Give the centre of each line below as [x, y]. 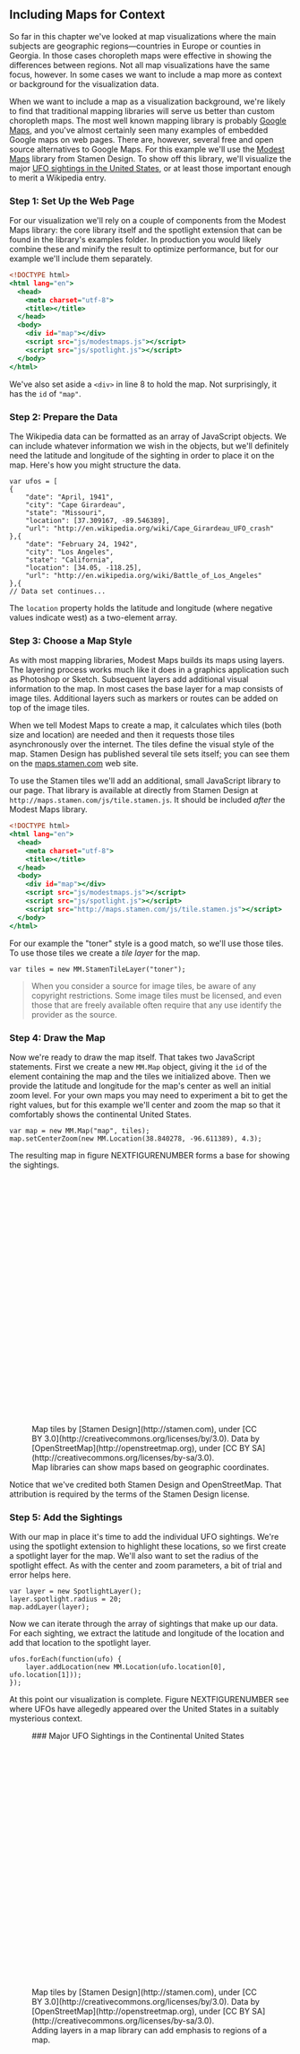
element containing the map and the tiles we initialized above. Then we [140, 1076]
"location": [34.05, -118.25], [84, 568]
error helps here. [40, 1575]
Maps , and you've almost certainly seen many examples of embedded [139, 130]
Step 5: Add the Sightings [66, 1517]
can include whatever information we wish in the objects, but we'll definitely [149, 446]
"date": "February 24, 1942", [82, 544]
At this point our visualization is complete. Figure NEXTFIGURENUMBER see [149, 1700]
